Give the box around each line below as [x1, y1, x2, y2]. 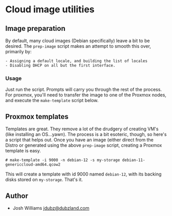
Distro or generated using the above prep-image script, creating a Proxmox [5, 142, 162, 148]
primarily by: [5, 49, 32, 54]
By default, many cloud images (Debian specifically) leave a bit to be [5, 37, 150, 44]
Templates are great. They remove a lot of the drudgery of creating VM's [5, 126, 159, 132]
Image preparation [5, 24, 66, 33]
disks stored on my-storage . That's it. [5, 176, 83, 183]
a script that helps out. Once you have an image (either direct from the [5, 137, 154, 143]
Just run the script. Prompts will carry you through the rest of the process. [5, 86, 162, 93]
